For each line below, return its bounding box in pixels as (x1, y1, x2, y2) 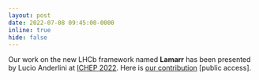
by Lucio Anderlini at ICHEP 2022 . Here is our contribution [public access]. (8, 64, 252, 73)
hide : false (8, 33, 47, 42)
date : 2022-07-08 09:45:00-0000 (8, 19, 114, 27)
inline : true (8, 26, 51, 34)
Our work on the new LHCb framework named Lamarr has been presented (8, 55, 251, 64)
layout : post (8, 11, 51, 20)
